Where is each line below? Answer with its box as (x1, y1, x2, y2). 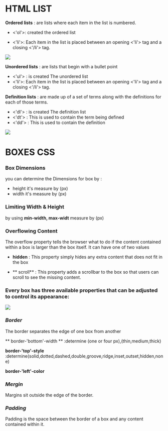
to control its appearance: (5, 293, 69, 300)
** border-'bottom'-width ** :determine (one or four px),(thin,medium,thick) (5, 338, 161, 344)
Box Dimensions (5, 164, 46, 171)
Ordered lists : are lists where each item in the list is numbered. (5, 20, 136, 26)
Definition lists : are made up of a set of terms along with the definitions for (5, 93, 161, 99)
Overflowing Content (5, 227, 58, 234)
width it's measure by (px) (12, 191, 67, 197)
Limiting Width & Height (5, 203, 64, 210)
